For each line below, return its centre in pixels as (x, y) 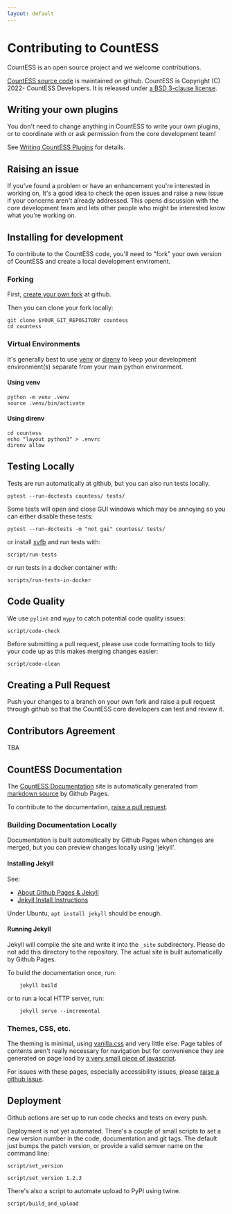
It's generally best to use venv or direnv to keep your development (102, 359)
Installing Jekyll (30, 863)
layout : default (30, 14)
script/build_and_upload (43, 1204)
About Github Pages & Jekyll (58, 892)
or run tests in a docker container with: (62, 567)
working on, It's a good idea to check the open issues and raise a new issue (115, 193)
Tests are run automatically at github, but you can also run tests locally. (108, 483)
